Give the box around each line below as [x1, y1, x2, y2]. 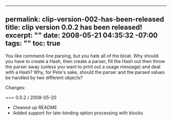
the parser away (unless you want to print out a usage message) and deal [5, 64, 161, 70]
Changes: [5, 84, 26, 90]
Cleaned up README [12, 104, 57, 110]
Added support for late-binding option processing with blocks [12, 110, 143, 116]
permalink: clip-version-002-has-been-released [5, 15, 164, 24]
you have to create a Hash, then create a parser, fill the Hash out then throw [5, 58, 165, 64]
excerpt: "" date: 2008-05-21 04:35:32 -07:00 [5, 31, 158, 40]
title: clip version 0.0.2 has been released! [5, 23, 142, 32]
